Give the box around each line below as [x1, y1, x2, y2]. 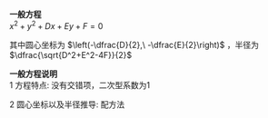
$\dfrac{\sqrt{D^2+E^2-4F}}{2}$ [9, 49, 133, 60]
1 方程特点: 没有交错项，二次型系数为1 [9, 79, 151, 90]
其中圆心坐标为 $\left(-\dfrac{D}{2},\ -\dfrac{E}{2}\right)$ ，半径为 [9, 39, 259, 50]
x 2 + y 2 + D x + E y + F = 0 [9, 19, 104, 31]
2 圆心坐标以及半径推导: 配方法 [9, 99, 125, 110]
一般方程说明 [9, 68, 57, 79]
